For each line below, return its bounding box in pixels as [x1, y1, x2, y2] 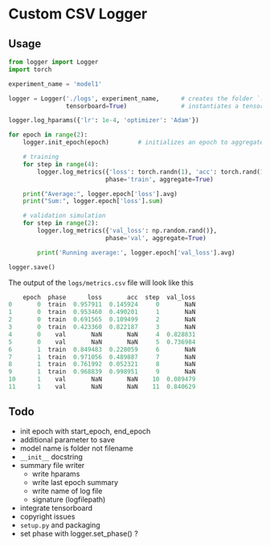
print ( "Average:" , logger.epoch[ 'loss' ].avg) [22, 189, 178, 198]
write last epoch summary [31, 477, 119, 487]
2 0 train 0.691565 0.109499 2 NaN [8, 316, 196, 324]
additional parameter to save [19, 434, 115, 444]
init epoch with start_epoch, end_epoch [19, 426, 151, 436]
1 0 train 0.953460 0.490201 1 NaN [8, 308, 196, 316]
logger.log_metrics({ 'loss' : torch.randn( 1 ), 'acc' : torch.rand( [37, 168, 261, 176]
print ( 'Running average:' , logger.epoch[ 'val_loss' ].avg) [37, 248, 235, 257]
